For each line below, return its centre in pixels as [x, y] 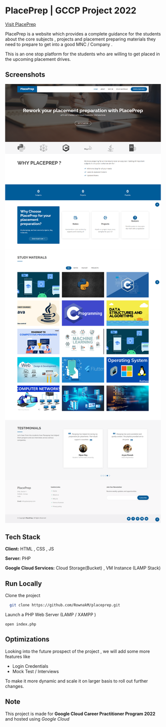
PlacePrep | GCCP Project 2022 [71, 11]
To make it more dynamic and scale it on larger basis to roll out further [77, 681]
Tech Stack [23, 537]
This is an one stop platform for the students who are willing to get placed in [83, 54]
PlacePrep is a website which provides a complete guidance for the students [83, 34]
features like [18, 656]
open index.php [21, 624]
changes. [15, 686]
